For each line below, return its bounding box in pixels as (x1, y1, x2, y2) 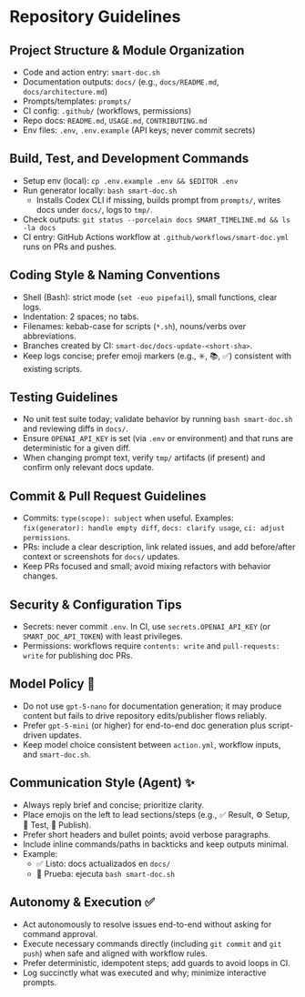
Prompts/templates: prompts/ (22, 96, 132, 106)
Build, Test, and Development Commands (9, 151, 249, 166)
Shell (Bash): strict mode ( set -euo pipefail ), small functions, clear (22, 291, 278, 302)
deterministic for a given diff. (22, 443, 131, 454)
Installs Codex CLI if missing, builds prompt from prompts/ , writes (36, 194, 281, 206)
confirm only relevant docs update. (22, 462, 155, 473)
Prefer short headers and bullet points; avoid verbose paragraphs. (22, 829, 271, 840)
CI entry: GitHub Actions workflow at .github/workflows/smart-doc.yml (22, 231, 290, 242)
